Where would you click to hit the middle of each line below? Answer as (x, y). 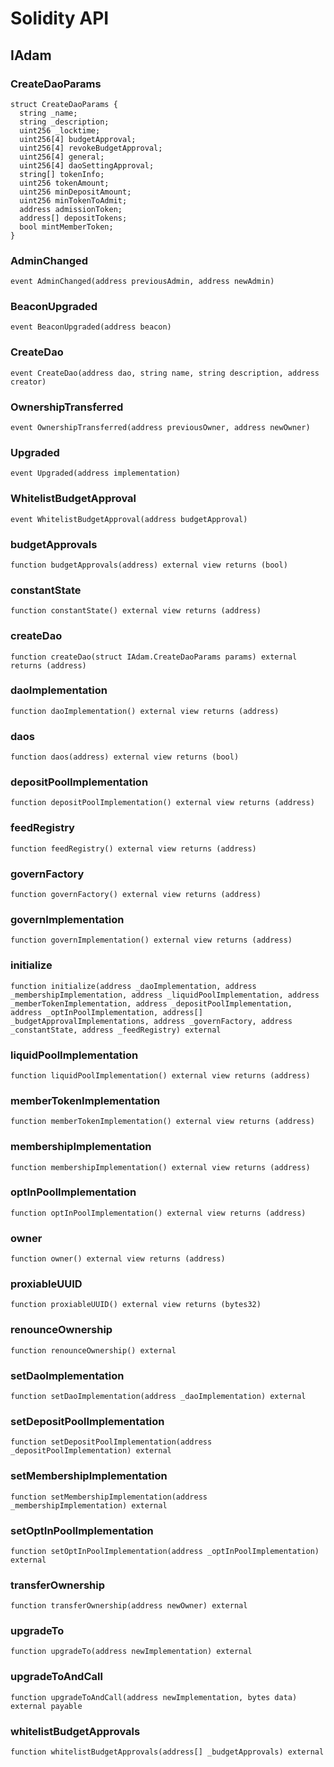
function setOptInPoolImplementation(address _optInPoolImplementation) (165, 1551)
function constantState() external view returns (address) (136, 611)
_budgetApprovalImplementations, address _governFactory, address (151, 1021)
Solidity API (60, 18)
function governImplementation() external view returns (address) (151, 940)
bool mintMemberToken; (66, 227)
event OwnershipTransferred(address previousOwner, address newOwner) (160, 428)
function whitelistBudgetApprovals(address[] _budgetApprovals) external (167, 1752)
